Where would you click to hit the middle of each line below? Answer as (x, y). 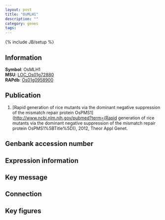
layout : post (18, 10)
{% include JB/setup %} (30, 42)
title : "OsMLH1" (22, 14)
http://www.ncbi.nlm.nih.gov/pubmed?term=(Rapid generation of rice (84, 118)
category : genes (22, 23)
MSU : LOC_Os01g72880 (30, 74)
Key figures (23, 211)
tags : (11, 28)
